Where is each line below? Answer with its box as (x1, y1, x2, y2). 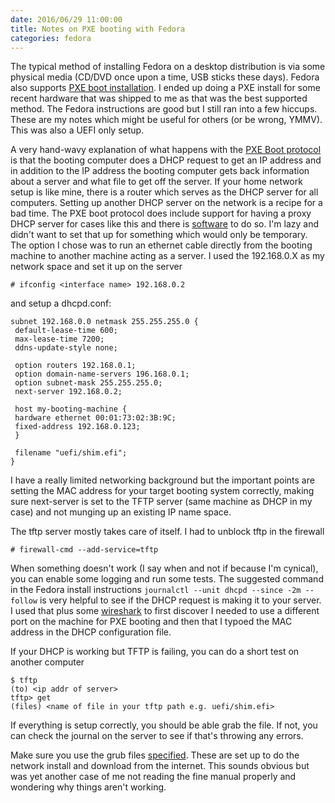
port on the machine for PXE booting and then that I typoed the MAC (10, 616, 293, 628)
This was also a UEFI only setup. (10, 124, 145, 136)
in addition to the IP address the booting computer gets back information (10, 165, 310, 177)
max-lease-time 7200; (14, 334, 105, 345)
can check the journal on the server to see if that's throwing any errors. (10, 730, 304, 742)
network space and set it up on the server (10, 261, 183, 273)
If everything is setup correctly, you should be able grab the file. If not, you (10, 719, 318, 731)
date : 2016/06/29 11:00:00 (10, 14, 123, 25)
